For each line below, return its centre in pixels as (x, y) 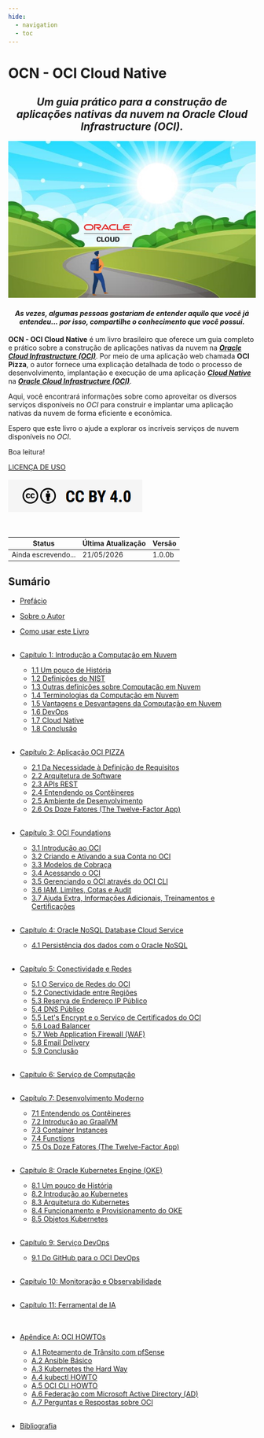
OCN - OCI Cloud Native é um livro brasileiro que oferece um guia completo (131, 339)
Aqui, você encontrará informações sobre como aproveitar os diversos (123, 396)
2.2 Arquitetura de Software (76, 775)
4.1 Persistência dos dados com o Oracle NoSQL (109, 945)
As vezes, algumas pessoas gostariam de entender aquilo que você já (132, 313)
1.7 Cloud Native (57, 720)
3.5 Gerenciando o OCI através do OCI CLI (100, 881)
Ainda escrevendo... (44, 555)
